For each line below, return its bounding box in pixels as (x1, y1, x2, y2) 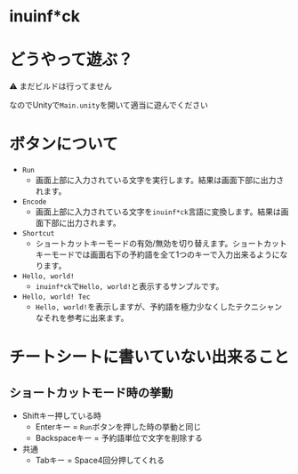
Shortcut (21, 229, 55, 238)
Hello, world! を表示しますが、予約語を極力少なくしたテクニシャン (35, 301, 283, 312)
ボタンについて (9, 134, 118, 155)
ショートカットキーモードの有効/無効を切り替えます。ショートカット (35, 238, 287, 249)
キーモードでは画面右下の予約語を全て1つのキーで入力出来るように (35, 249, 280, 260)
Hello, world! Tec (21, 293, 91, 301)
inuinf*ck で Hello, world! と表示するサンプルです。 (35, 281, 224, 292)
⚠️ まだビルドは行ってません (9, 81, 113, 92)
